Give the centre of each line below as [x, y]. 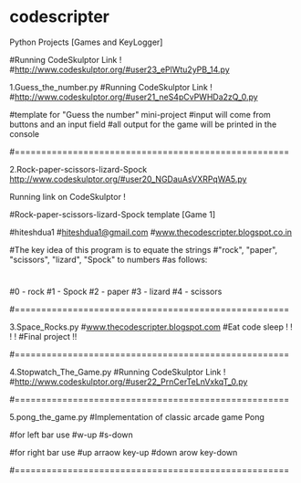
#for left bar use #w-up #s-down [72, 435]
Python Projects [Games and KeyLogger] [86, 42]
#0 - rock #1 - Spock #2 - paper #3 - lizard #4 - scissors [116, 292]
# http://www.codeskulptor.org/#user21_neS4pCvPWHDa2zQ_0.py [134, 97]
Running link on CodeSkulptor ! [67, 196]
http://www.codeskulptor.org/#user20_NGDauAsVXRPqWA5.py [128, 179]
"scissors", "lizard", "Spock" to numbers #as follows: [109, 259]
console [25, 133]
